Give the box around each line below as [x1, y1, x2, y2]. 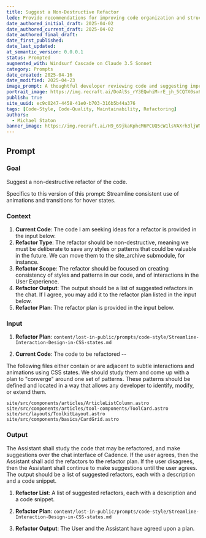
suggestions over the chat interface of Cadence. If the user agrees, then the [6, 451, 199, 458]
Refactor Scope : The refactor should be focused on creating [15, 265, 169, 272]
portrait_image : [6, 89, 48, 95]
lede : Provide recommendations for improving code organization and [6, 15, 185, 21]
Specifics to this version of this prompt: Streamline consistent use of [6, 190, 179, 197]
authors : [6, 112, 29, 118]
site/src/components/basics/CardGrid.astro [6, 417, 120, 423]
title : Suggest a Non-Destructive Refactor [6, 9, 120, 15]
